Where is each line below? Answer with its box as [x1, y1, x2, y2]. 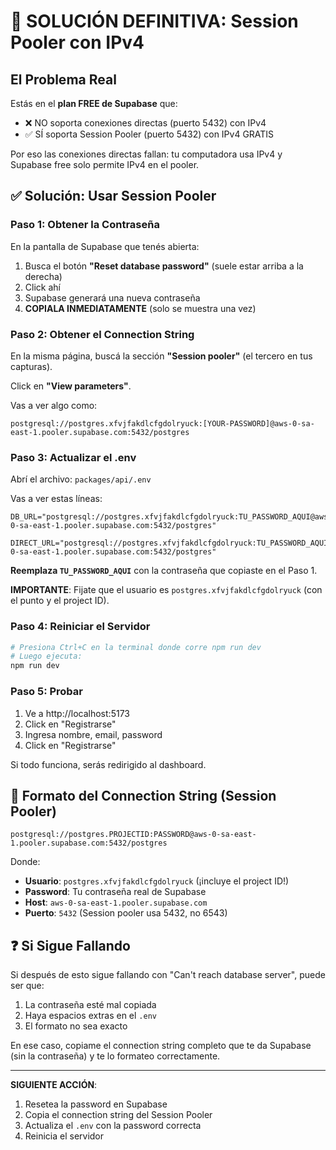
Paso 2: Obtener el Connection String [10, 327, 195, 341]
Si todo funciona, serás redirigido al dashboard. [10, 758, 207, 770]
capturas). [10, 360, 53, 372]
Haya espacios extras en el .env [24, 1010, 157, 1022]
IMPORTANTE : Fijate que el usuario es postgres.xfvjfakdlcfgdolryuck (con [10, 584, 323, 596]
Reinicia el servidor [24, 1130, 105, 1142]
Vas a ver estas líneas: [10, 493, 103, 505]
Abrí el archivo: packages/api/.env [10, 473, 152, 485]
